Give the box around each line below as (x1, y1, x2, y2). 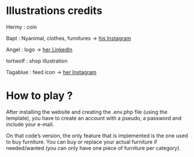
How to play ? (6, 89, 73, 103)
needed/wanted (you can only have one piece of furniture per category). (6, 144, 181, 151)
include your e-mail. (6, 121, 54, 128)
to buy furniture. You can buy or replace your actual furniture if (6, 138, 158, 145)
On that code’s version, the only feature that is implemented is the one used (6, 132, 188, 139)
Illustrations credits (6, 4, 103, 18)
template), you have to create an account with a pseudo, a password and (6, 114, 182, 121)
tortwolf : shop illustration (6, 57, 68, 64)
